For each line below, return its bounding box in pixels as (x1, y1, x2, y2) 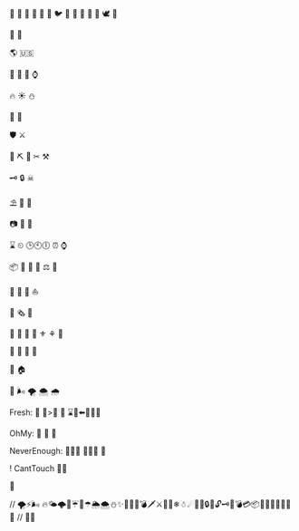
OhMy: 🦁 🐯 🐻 (9, 428, 57, 439)
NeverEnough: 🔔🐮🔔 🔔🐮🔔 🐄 (9, 446, 107, 456)
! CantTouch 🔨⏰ (9, 463, 68, 474)
